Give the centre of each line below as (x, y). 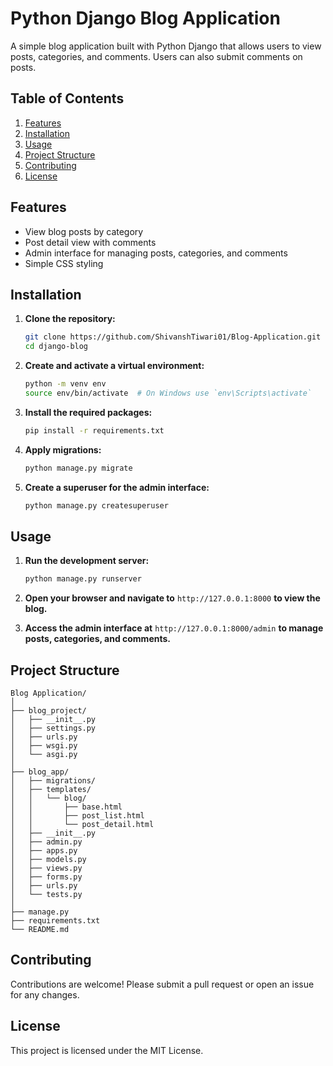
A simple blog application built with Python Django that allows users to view (166, 46)
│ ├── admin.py (46, 842)
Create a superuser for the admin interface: (117, 487)
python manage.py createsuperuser (96, 505)
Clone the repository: (70, 319)
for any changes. (45, 994)
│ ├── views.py (46, 868)
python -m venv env (65, 384)
